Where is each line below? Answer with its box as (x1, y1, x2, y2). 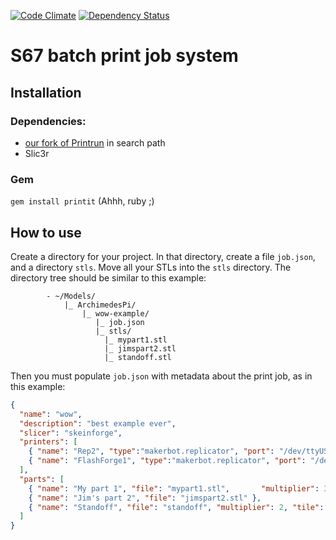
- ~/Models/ (46, 291, 97, 301)
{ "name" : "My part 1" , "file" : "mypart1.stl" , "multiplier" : (28, 483, 320, 494)
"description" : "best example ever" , (19, 418, 177, 429)
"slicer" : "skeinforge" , (19, 428, 123, 438)
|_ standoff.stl (104, 352, 172, 362)
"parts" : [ (19, 474, 65, 484)
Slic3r (24, 147, 50, 159)
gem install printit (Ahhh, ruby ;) (10, 195, 155, 207)
